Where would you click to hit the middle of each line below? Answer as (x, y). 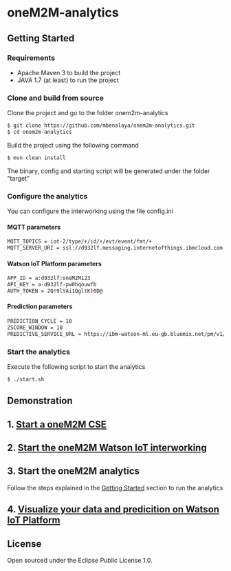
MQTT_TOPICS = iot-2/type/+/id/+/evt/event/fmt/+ (80, 242)
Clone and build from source (56, 98)
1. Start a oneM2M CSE (57, 424)
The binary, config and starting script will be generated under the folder (109, 171)
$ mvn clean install (37, 158)
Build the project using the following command (73, 145)
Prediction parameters (40, 307)
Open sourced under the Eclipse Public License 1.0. (80, 561)
